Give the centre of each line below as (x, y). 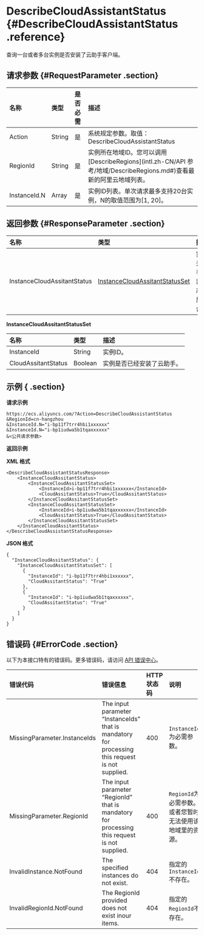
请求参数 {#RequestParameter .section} (83, 76)
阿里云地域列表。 (124, 179)
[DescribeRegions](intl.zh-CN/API (137, 161)
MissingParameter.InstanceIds (53, 738)
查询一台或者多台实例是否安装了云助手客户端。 (65, 54)
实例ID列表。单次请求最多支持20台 (137, 191)
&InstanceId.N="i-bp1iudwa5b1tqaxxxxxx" (58, 430)
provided (114, 900)
